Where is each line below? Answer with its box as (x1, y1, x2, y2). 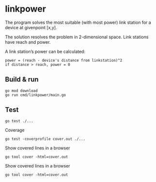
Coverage (5, 127, 25, 133)
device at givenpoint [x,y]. (5, 24, 57, 30)
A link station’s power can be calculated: (5, 49, 86, 54)
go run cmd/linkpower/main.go (5, 92, 66, 98)
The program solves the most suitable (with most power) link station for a (5, 19, 151, 25)
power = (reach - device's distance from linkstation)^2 (5, 58, 123, 63)
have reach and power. (5, 39, 51, 45)
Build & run (5, 75, 39, 83)
